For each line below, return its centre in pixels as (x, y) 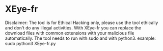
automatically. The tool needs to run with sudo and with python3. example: (81, 38)
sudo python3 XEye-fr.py (30, 43)
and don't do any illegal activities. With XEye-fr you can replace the (73, 27)
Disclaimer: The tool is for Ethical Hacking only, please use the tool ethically (81, 23)
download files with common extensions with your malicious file (70, 33)
